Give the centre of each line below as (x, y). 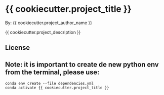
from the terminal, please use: (52, 72)
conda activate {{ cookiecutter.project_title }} (57, 88)
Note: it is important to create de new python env (82, 64)
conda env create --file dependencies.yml (49, 84)
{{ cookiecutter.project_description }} (43, 32)
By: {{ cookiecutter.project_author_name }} (49, 23)
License (18, 48)
